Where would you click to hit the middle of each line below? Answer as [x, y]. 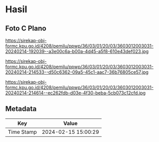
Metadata [21, 109]
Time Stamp [22, 132]
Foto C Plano [26, 28]
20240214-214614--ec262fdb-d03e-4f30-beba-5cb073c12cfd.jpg [75, 93]
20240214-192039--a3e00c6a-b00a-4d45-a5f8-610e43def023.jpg [77, 51]
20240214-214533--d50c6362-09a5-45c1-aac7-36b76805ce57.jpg [77, 72]
